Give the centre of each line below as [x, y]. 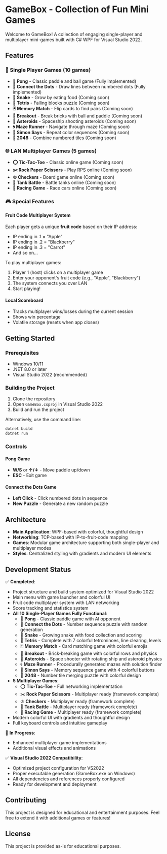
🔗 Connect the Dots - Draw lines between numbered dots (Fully [79, 86]
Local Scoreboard [24, 300]
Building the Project [30, 388]
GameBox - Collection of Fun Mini [77, 9]
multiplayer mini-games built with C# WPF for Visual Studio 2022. [74, 40]
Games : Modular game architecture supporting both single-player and [86, 543]
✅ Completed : [20, 581]
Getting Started [30, 338]
